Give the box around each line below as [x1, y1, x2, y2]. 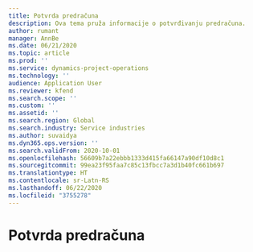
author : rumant [8, 27, 59, 35]
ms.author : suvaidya [8, 131, 78, 139]
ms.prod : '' [8, 57, 48, 65]
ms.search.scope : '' [8, 94, 78, 102]
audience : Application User [8, 79, 103, 87]
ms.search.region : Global [8, 117, 95, 125]
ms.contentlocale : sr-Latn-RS [8, 176, 110, 185]
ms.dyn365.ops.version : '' [8, 138, 99, 147]
